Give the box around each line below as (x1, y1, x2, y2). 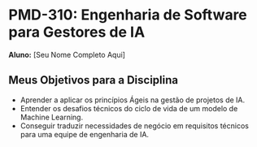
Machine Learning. (20, 112, 84, 122)
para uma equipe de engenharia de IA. (20, 129, 149, 139)
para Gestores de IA (8, 23, 146, 41)
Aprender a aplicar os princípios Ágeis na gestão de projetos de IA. (20, 95, 246, 105)
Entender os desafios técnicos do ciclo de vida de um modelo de (20, 103, 238, 113)
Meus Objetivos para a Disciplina (8, 73, 179, 87)
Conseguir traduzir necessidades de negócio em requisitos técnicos (20, 120, 250, 131)
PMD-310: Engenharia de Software (8, 6, 248, 24)
